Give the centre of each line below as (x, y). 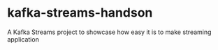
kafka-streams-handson (80, 13)
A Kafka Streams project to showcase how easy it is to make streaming (109, 32)
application (23, 39)
